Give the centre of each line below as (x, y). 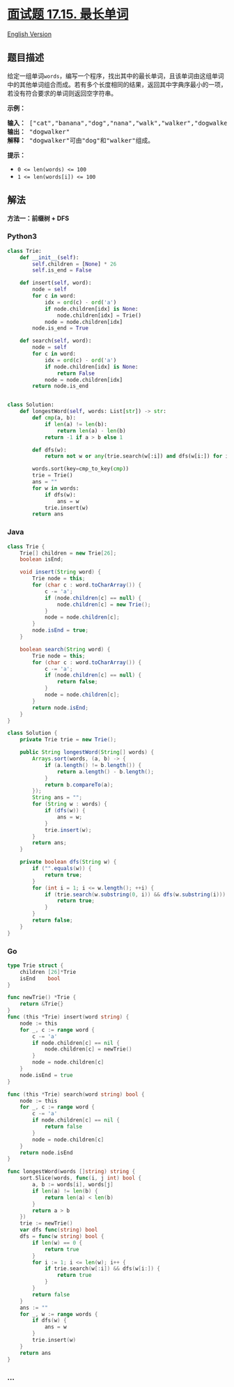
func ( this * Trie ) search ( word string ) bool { (76, 1094)
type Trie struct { (36, 966)
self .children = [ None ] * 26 (75, 264)
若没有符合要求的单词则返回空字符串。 (62, 93)
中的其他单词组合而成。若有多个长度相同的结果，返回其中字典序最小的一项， (117, 84)
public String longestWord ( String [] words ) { (87, 752)
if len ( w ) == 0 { (57, 1243)
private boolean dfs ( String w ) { (68, 862)
